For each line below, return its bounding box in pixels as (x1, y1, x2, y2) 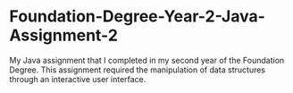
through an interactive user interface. (9, 73, 146, 84)
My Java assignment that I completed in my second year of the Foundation (9, 55, 285, 65)
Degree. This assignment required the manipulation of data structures (9, 64, 266, 75)
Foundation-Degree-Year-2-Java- (9, 6, 266, 27)
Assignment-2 (9, 25, 119, 46)
